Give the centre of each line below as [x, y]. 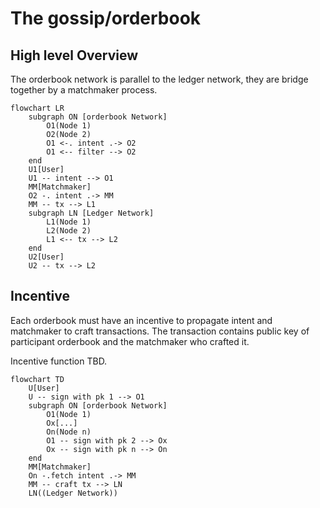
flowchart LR [37, 108]
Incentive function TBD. [59, 361]
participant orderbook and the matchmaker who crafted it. [130, 341]
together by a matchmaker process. [84, 90]
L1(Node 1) [69, 222]
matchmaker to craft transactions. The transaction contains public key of [160, 331]
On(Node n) [69, 432]
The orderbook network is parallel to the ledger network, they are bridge [159, 79]
